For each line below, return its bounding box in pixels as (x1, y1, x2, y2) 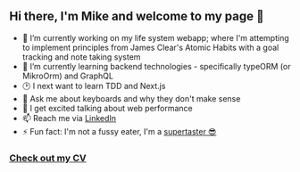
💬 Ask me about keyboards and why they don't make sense (21, 93, 241, 103)
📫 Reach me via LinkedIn (21, 112, 117, 123)
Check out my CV (9, 152, 87, 164)
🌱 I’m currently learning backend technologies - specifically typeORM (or (21, 61, 291, 71)
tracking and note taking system (21, 51, 141, 62)
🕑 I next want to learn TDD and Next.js (21, 80, 166, 91)
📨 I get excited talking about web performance (21, 102, 194, 113)
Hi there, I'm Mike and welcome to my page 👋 (9, 9, 265, 24)
